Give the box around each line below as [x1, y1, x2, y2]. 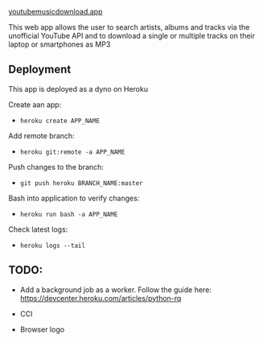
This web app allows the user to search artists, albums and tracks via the [8, 23, 250, 31]
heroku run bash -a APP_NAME [19, 210, 118, 218]
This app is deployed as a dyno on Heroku [8, 84, 149, 93]
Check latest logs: [8, 225, 68, 234]
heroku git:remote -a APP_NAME [19, 148, 125, 156]
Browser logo [19, 324, 65, 334]
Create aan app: [8, 100, 62, 109]
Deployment [8, 63, 72, 76]
